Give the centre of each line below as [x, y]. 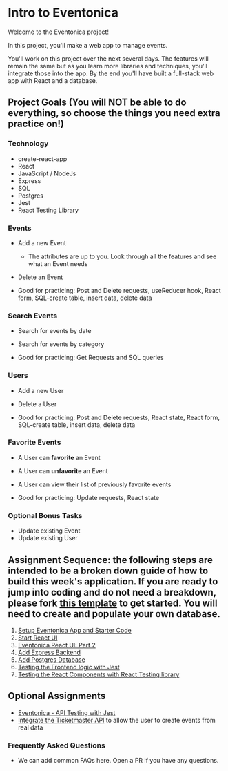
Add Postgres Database [51, 659]
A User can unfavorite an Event [63, 470]
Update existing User [48, 538]
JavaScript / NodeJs [47, 173]
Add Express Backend [49, 652]
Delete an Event [40, 277]
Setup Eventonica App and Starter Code [74, 630]
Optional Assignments [57, 696]
